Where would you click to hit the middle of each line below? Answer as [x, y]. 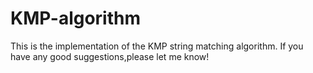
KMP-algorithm [76, 18]
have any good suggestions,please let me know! [110, 56]
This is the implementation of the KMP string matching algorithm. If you [157, 46]
